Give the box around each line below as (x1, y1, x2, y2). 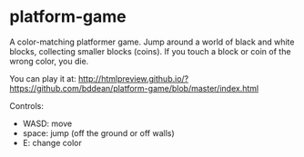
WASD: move (22, 118, 73, 129)
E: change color (22, 137, 82, 148)
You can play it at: (9, 73, 77, 83)
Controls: (9, 100, 44, 111)
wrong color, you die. (9, 55, 89, 66)
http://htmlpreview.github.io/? (78, 73, 189, 83)
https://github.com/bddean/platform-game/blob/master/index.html (9, 83, 259, 93)
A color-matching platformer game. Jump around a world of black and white (9, 36, 295, 47)
